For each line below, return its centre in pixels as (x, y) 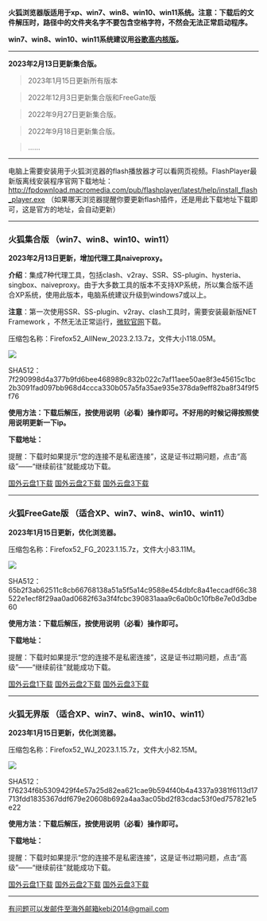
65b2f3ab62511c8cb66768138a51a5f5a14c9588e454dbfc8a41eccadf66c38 (132, 590)
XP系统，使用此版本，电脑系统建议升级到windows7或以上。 (113, 295)
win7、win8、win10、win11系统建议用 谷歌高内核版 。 (96, 39)
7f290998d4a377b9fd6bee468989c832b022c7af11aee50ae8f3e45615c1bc (132, 379)
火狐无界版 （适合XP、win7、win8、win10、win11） (109, 713)
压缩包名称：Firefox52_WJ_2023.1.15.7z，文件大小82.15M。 (105, 749)
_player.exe (27, 199)
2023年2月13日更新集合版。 (55, 64)
